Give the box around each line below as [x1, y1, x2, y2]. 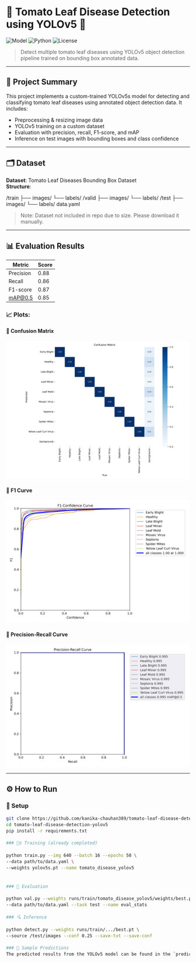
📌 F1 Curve [6, 487, 33, 494]
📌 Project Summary [6, 77, 78, 87]
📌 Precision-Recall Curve [6, 631, 68, 638]
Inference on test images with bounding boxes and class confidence [14, 135, 179, 142]
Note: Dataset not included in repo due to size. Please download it [20, 212, 180, 219]
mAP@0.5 [8, 294, 33, 301]
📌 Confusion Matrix [6, 327, 54, 334]
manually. [20, 218, 44, 225]
